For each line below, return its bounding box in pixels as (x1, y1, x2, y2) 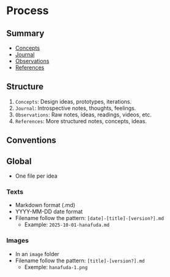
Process (6, 4, 49, 18)
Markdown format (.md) (15, 202, 75, 209)
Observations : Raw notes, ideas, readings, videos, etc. (15, 111, 152, 118)
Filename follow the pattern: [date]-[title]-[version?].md (15, 214, 164, 222)
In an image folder (15, 250, 60, 257)
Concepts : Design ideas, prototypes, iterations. (15, 97, 132, 105)
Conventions (6, 135, 57, 146)
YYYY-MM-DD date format (15, 208, 83, 215)
